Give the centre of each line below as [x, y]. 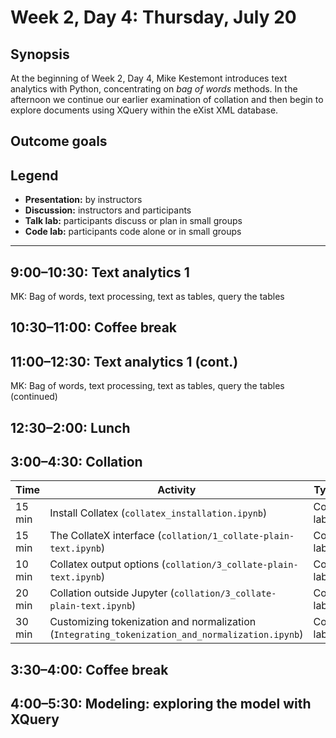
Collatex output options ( [107, 564]
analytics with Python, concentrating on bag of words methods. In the [154, 89]
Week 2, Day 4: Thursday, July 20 [153, 17]
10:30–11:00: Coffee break [94, 327]
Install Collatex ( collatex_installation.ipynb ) [158, 513]
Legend [34, 175]
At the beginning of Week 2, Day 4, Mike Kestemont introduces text [149, 78]
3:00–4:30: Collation [76, 462]
